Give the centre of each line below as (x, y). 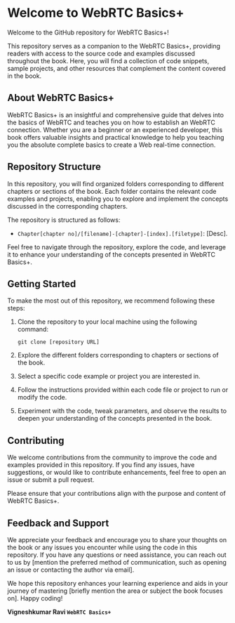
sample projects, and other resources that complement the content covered (116, 68)
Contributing (36, 440)
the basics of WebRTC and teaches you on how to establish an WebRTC (111, 122)
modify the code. (42, 398)
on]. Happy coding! (35, 598)
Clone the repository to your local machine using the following (107, 322)
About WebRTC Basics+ (61, 98)
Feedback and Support (58, 523)
